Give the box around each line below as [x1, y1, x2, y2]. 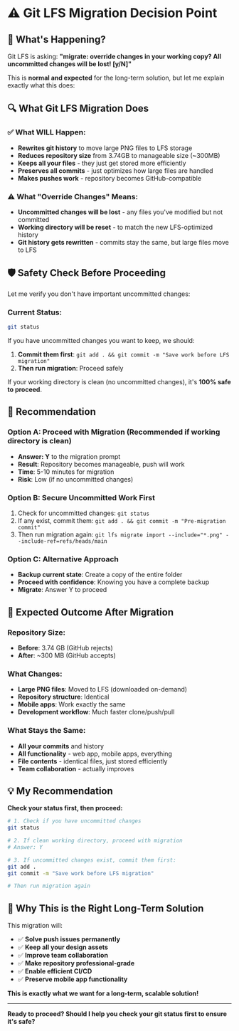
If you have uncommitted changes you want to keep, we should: [7, 336, 195, 344]
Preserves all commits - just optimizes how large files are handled [17, 166, 213, 175]
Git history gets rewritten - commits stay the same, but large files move [17, 238, 229, 246]
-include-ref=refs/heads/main [17, 537, 108, 545]
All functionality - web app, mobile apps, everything [17, 749, 173, 758]
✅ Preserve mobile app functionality [17, 975, 128, 983]
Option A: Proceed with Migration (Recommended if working [7, 427, 221, 437]
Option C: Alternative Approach [7, 554, 119, 564]
